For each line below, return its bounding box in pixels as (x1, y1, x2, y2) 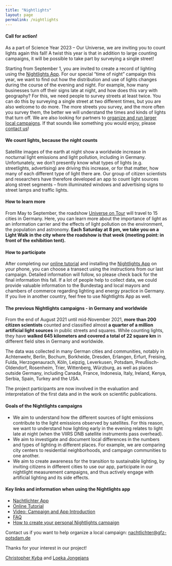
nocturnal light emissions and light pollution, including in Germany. (5, 154, 146, 160)
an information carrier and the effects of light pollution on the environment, (5, 221, 164, 227)
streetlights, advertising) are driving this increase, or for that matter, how (5, 165, 159, 171)
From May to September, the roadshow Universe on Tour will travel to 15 (5, 210, 158, 216)
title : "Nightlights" (5, 7, 52, 13)
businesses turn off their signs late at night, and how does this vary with (5, 87, 158, 93)
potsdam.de (5, 535, 31, 541)
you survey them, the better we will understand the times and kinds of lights (5, 109, 166, 115)
